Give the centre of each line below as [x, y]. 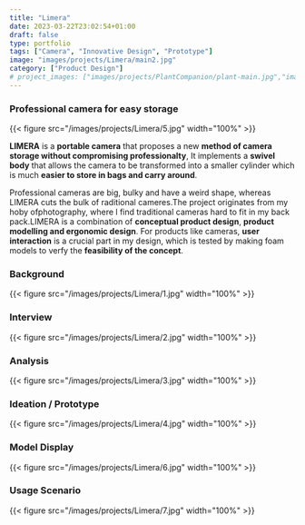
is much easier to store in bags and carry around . [103, 175]
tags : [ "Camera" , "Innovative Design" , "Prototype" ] [111, 52]
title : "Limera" [40, 18]
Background [37, 273]
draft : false [34, 35]
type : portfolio [40, 43]
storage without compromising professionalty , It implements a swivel [142, 156]
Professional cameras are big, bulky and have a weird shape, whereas [140, 193]
